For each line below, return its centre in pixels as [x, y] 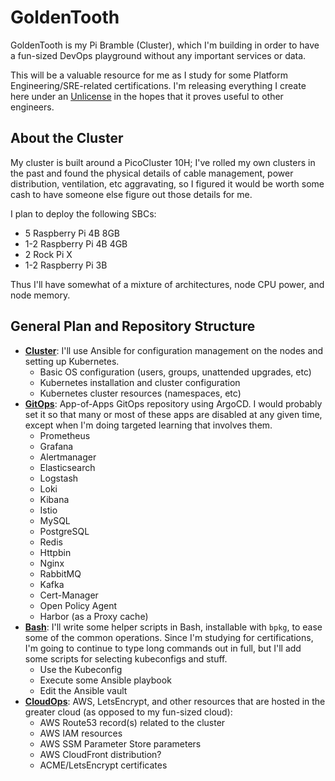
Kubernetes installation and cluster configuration [140, 382]
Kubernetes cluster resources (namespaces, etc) [140, 393]
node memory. [40, 295]
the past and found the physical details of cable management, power [152, 173]
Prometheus [65, 435]
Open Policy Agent [78, 605]
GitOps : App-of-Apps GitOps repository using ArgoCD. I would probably [173, 403]
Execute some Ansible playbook [105, 680]
